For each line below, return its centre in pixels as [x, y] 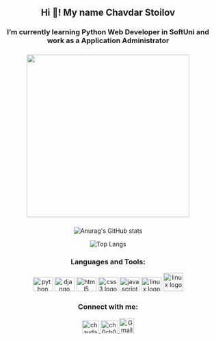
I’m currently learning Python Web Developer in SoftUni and [108, 32]
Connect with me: [108, 307]
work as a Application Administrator [108, 40]
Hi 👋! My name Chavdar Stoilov [108, 13]
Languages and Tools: [108, 262]
